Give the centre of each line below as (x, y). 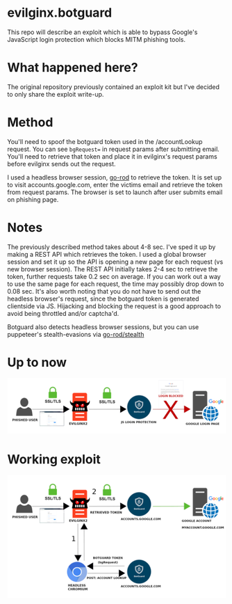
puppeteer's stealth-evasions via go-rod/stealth (76, 334)
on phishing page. (33, 199)
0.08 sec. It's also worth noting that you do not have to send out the (104, 291)
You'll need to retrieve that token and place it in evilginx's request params (112, 156)
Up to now (37, 362)
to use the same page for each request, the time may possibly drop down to (116, 284)
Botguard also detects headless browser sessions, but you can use (103, 327)
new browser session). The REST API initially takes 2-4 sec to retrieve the (113, 269)
